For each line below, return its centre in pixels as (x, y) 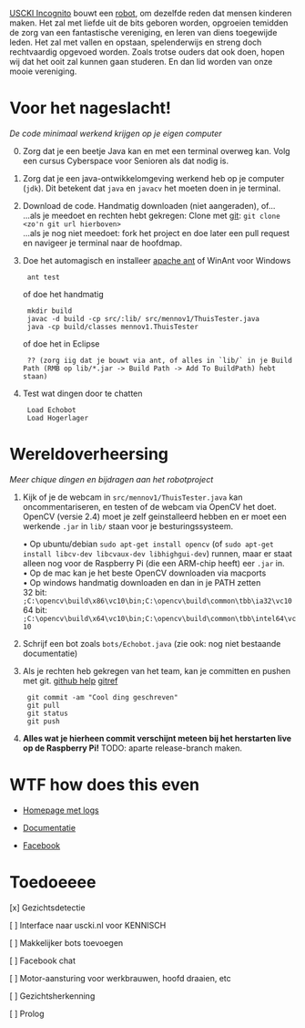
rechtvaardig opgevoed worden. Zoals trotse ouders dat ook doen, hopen (147, 52)
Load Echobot (51, 410)
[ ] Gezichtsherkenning (52, 996)
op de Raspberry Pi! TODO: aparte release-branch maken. (132, 748)
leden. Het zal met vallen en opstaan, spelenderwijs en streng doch (136, 42)
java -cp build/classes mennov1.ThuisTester (112, 327)
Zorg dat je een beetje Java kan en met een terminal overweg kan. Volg (156, 151)
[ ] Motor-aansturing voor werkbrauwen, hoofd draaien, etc (120, 978)
